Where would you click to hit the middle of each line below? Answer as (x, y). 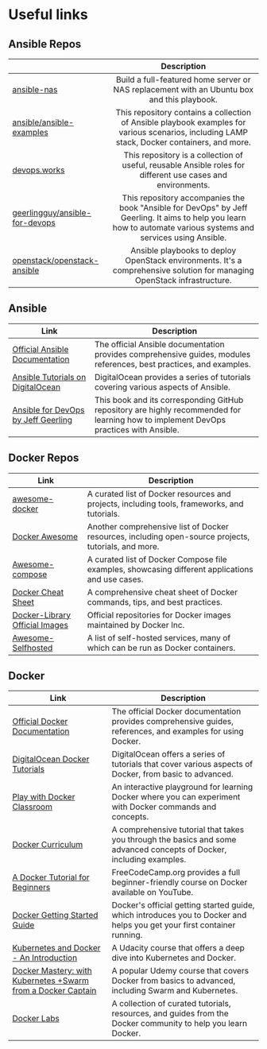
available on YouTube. (153, 892)
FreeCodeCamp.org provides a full (176, 873)
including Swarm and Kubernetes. (175, 991)
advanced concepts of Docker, (169, 850)
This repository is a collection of (184, 155)
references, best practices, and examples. (173, 364)
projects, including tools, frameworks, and (165, 504)
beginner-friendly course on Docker (180, 882)
